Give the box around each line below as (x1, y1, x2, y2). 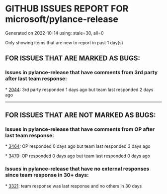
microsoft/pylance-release (5, 13, 118, 25)
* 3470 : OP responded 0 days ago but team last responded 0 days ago (5, 153, 151, 159)
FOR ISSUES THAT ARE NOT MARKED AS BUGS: (5, 111, 156, 119)
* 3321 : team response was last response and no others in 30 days (5, 183, 142, 189)
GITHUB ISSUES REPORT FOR (5, 3, 129, 14)
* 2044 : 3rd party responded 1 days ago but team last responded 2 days (5, 87, 154, 93)
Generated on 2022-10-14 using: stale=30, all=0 (5, 30, 104, 36)
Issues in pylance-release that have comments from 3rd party (5, 69, 158, 76)
